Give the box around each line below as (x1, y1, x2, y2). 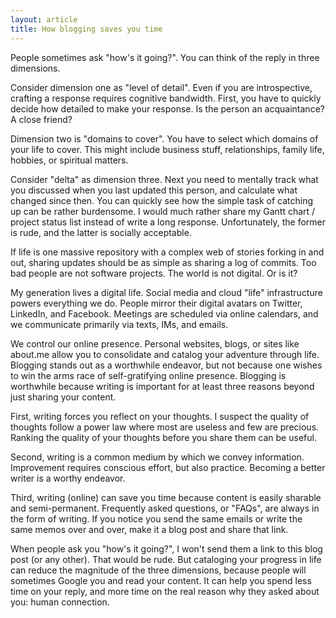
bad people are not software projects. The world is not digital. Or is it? (10, 267, 298, 279)
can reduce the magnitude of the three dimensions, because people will (10, 564, 307, 576)
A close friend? (10, 113, 73, 125)
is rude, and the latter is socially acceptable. (10, 226, 192, 238)
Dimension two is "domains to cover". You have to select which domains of (10, 132, 319, 145)
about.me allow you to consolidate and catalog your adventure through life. (10, 348, 320, 360)
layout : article (10, 14, 78, 25)
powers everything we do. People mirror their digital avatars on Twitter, (10, 297, 303, 309)
